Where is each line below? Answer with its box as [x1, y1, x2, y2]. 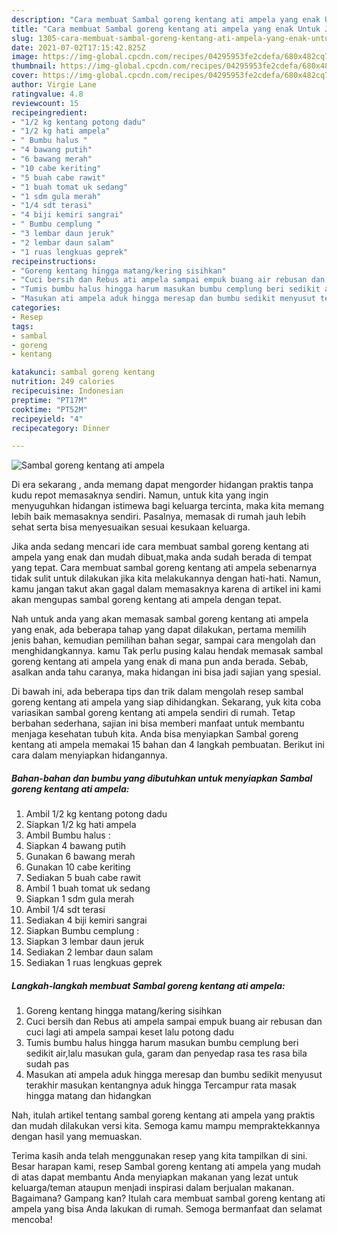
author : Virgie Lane [11, 80, 98, 90]
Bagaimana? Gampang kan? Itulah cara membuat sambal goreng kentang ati [11, 1192, 326, 1205]
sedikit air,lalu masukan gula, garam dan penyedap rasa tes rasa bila [25, 1047, 308, 1060]
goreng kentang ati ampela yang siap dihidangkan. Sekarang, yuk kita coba [11, 696, 322, 708]
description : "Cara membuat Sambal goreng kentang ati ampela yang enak [11, 14, 321, 25]
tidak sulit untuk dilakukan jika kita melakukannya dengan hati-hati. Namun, [11, 572, 322, 585]
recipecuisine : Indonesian [11, 386, 124, 396]
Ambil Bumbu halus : [25, 829, 111, 841]
